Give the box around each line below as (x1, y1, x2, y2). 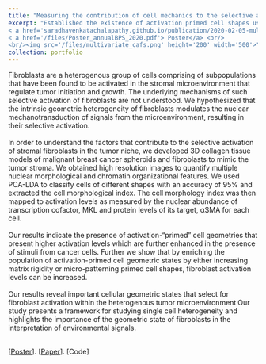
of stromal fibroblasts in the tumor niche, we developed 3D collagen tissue (8, 146, 251, 155)
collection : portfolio (8, 48, 83, 56)
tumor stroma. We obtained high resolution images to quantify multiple (8, 163, 238, 172)
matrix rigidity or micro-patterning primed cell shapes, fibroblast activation (8, 264, 252, 274)
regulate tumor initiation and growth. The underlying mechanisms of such (8, 87, 248, 96)
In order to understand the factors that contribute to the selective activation (8, 138, 254, 147)
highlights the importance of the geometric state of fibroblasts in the (8, 315, 231, 324)
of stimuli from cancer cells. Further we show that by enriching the (8, 247, 226, 256)
